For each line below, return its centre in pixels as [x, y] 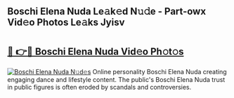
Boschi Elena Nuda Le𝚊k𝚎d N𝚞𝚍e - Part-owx [106, 12]
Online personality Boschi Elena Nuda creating [160, 72]
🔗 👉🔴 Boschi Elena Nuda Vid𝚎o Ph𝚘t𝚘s [96, 51]
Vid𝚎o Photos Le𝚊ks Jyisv [66, 23]
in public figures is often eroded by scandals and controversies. [99, 87]
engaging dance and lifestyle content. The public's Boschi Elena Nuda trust [116, 79]
